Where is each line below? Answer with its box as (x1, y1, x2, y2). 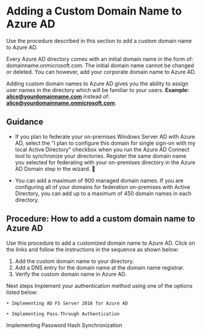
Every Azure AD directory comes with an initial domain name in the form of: (6, 55, 194, 62)
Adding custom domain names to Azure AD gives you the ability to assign (6, 80, 189, 87)
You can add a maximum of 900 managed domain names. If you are (14, 177, 184, 184)
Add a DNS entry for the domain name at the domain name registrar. (14, 264, 185, 271)
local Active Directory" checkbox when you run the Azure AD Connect (14, 145, 190, 153)
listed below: (6, 288, 38, 296)
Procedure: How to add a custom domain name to (6, 214, 195, 224)
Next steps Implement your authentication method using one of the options (6, 282, 193, 289)
